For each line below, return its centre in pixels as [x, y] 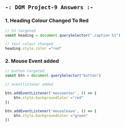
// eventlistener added [29, 85]
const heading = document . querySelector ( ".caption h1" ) [63, 35]
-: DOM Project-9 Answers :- [49, 8]
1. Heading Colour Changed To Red [47, 20]
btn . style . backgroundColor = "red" [49, 98]
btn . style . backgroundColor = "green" [51, 116]
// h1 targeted [20, 31]
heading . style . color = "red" [34, 49]
